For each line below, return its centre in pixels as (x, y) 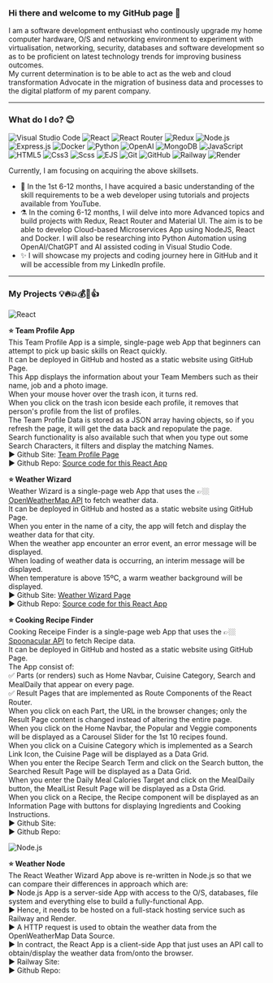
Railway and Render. (43, 918)
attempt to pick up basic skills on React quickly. (88, 351)
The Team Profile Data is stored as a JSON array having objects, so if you (131, 420)
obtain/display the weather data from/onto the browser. (101, 953)
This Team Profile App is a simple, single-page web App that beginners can (135, 342)
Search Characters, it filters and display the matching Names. (111, 445)
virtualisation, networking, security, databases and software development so (136, 48)
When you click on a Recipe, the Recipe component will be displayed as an (134, 797)
